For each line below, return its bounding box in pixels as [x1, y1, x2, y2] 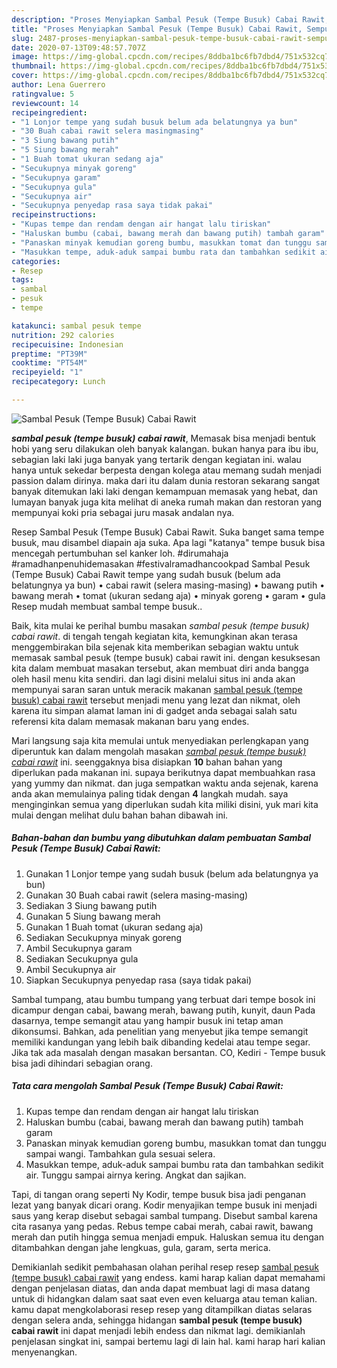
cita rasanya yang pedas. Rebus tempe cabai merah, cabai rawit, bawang [11, 1220, 314, 1232]
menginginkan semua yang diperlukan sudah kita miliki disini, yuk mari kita [11, 798, 319, 810]
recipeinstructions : [11, 210, 98, 220]
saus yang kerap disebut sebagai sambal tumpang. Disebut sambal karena [11, 1209, 318, 1221]
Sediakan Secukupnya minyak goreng [25, 931, 183, 943]
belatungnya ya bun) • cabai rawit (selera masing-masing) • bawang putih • [11, 579, 326, 591]
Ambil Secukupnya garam [25, 942, 133, 954]
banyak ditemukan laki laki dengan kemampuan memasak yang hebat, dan [11, 485, 318, 497]
